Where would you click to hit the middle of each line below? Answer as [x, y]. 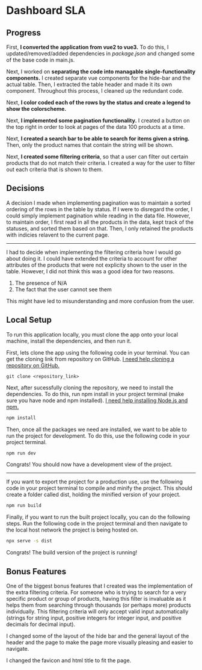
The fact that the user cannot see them [63, 289]
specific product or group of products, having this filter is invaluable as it [96, 598]
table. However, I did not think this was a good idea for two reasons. [90, 271]
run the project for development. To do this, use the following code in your [98, 436]
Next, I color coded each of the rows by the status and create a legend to [99, 102]
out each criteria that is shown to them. [55, 169]
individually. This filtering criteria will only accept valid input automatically [97, 611]
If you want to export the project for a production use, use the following [95, 482]
